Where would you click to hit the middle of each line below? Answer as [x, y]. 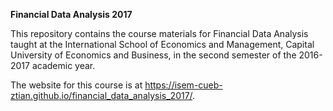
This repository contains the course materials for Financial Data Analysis [159, 33]
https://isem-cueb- [183, 85]
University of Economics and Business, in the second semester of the [153, 55]
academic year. [63, 65]
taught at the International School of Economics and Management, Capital [162, 44]
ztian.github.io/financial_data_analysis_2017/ [101, 95]
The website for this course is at [76, 85]
